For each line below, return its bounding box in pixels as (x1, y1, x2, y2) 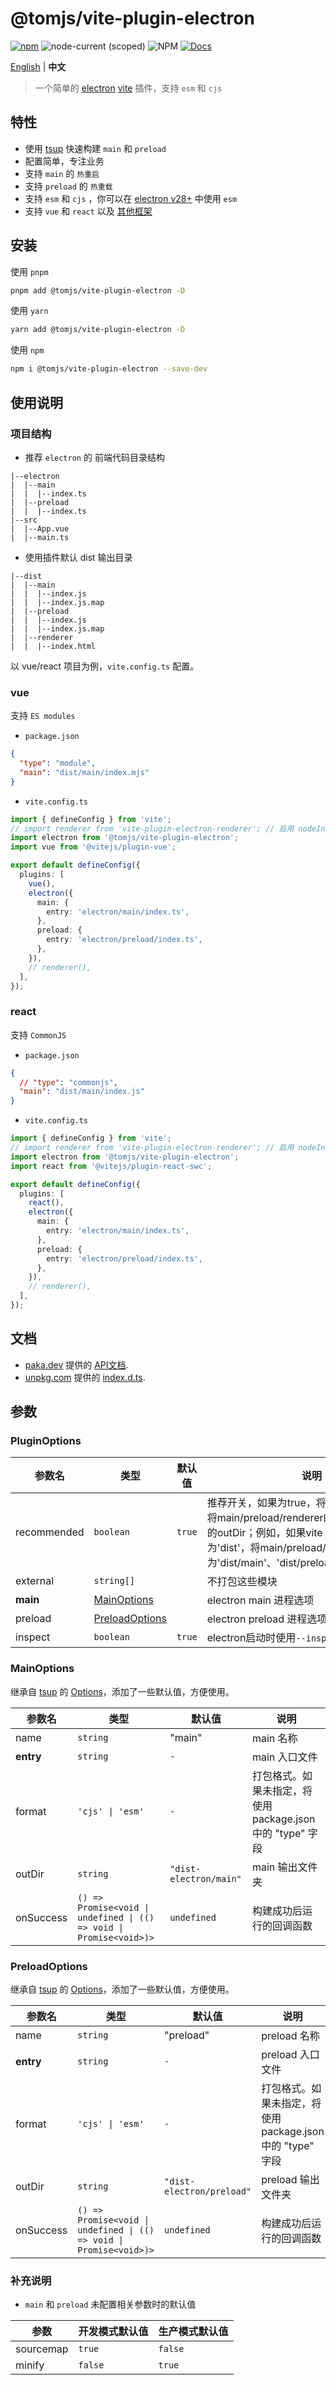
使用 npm (10, 344, 45, 356)
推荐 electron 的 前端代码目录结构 (24, 451, 165, 463)
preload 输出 (261, 2173, 320, 2187)
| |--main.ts (10, 532, 70, 542)
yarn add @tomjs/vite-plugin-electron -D (10, 325, 186, 335)
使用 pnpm (10, 265, 49, 277)
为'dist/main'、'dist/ (206, 1556, 301, 1570)
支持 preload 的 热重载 (24, 180, 113, 192)
